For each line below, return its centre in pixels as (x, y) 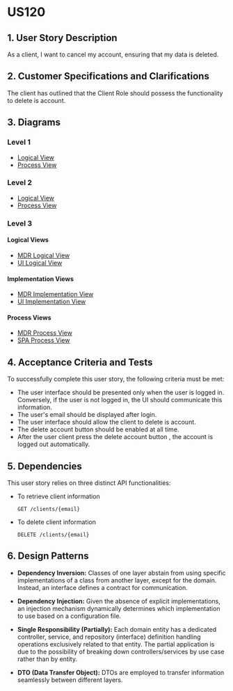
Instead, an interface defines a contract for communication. (102, 587)
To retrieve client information (59, 496)
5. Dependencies (45, 466)
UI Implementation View (51, 302)
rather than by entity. (47, 659)
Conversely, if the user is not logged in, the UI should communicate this (120, 400)
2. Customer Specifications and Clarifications (109, 76)
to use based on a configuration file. (69, 616)
